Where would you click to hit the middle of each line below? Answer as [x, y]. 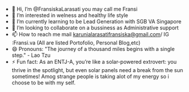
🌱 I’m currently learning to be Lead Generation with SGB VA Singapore [97, 21]
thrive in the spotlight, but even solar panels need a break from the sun [97, 70]
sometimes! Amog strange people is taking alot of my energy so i [90, 76]
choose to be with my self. [43, 83]
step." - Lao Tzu [31, 55]
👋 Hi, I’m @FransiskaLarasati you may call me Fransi [75, 9]
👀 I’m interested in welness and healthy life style [70, 15]
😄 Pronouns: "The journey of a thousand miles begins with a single [93, 49]
